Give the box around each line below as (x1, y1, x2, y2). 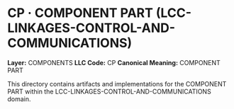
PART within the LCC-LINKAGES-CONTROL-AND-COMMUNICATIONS (7, 87, 211, 96)
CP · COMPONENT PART (7, 5, 154, 21)
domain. (7, 94, 31, 103)
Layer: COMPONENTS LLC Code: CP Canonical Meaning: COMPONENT (7, 58, 221, 67)
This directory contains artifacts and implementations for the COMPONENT (7, 79, 227, 88)
